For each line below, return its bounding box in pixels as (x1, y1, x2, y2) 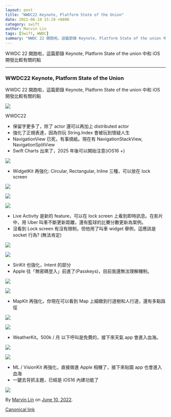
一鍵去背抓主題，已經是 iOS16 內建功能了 (12, 377, 99, 383)
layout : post (5, 7, 33, 13)
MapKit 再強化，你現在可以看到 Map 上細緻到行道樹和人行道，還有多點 (12, 298, 161, 304)
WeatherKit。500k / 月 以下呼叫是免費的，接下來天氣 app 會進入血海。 (12, 334, 161, 341)
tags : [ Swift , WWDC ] (5, 31, 49, 36)
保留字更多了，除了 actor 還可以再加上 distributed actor (12, 123, 129, 130)
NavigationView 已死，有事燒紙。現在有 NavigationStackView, (12, 136, 143, 142)
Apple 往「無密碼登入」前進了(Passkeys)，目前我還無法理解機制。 (12, 268, 152, 275)
